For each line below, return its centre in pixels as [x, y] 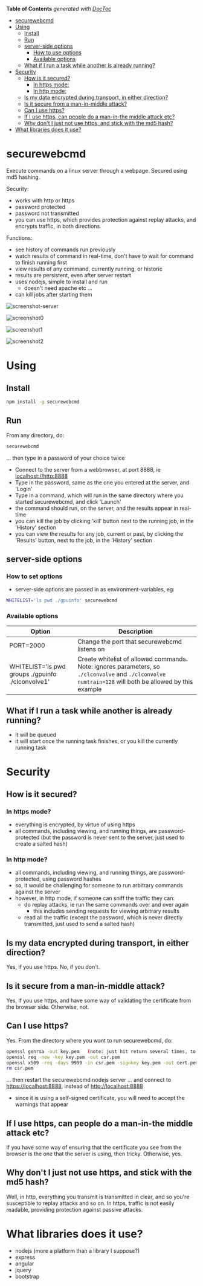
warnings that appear [42, 1104]
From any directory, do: [35, 435]
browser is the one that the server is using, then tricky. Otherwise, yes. [94, 1154]
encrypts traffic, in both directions [57, 226]
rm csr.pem [20, 1069]
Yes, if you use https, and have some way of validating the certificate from [99, 1000]
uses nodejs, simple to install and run [61, 281]
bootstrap [27, 1276]
